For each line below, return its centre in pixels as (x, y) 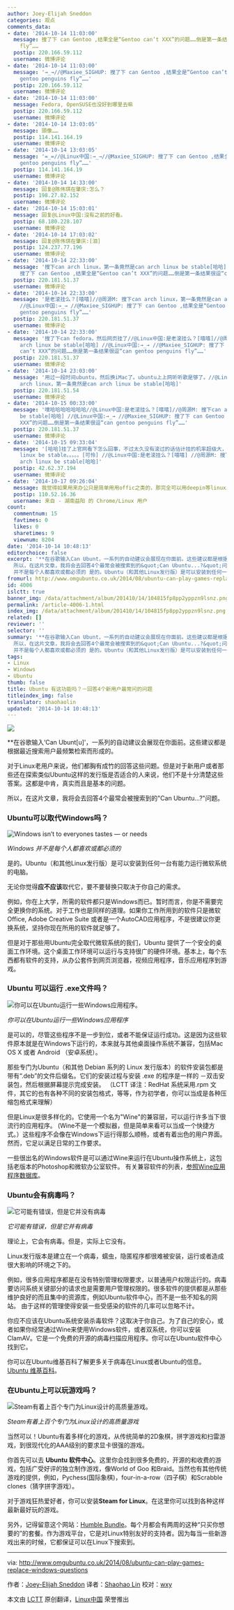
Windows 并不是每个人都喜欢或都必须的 (64, 848)
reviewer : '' (26, 624)
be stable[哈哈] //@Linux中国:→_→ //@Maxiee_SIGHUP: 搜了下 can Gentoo (122, 416)
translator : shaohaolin (42, 702)
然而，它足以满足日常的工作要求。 (56, 1143)
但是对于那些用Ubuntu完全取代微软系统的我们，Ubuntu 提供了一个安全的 (111, 942)
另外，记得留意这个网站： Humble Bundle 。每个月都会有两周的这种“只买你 (113, 1525)
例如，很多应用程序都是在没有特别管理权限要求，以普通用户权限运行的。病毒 (117, 1280)
